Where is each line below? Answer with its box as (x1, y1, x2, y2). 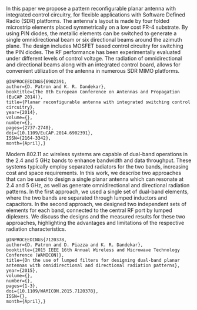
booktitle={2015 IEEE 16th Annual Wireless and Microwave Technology (6, 247, 181, 253)
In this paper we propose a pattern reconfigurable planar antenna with (6, 5, 176, 12)
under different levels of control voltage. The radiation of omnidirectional (6, 55, 182, 62)
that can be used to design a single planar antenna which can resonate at (6, 176, 184, 183)
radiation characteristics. (6, 225, 66, 232)
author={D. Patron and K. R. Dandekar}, (6, 84, 107, 90)
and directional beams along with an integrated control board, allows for (6, 61, 181, 68)
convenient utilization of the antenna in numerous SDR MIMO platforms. (6, 68, 180, 74)
